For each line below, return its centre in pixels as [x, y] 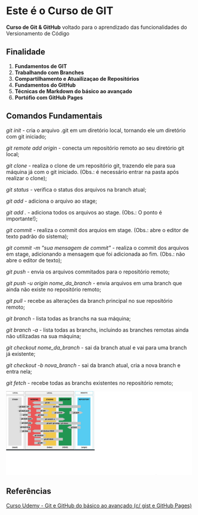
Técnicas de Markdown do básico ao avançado [73, 91]
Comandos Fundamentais [55, 116]
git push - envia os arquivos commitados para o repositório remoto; [88, 272]
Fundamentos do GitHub [45, 85]
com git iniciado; [26, 136]
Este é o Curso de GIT [60, 11]
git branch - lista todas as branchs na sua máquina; [68, 318]
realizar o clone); [27, 178]
